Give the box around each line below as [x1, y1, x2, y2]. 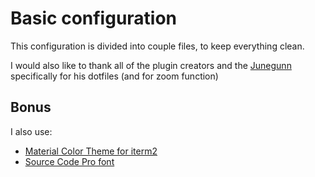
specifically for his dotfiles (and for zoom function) [10, 70, 219, 82]
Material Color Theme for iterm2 [24, 145, 158, 157]
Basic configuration [10, 7, 178, 30]
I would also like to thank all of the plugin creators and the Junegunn [10, 59, 292, 71]
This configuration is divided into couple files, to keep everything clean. [10, 40, 305, 52]
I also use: [10, 125, 53, 137]
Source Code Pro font [24, 155, 115, 167]
